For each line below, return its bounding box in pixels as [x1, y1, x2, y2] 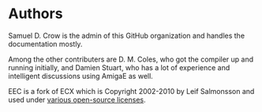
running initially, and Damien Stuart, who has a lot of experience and [8, 62, 230, 72]
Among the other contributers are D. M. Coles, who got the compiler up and [8, 54, 254, 64]
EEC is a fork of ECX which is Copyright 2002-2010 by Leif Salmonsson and [8, 86, 255, 95]
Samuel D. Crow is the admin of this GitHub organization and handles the [8, 31, 245, 40]
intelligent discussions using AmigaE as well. [8, 71, 154, 80]
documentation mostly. [8, 39, 83, 48]
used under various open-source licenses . [8, 95, 146, 104]
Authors [8, 5, 63, 23]
